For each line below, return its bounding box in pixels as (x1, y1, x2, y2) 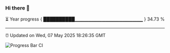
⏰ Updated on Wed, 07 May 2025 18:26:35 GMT (5, 32, 106, 38)
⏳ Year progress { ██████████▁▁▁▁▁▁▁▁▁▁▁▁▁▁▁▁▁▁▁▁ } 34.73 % (5, 16, 165, 22)
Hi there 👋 (5, 4, 30, 11)
